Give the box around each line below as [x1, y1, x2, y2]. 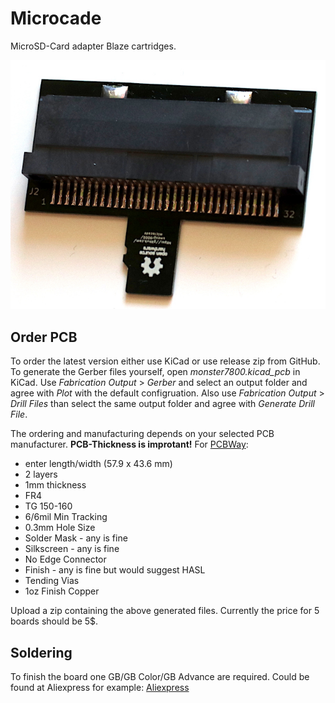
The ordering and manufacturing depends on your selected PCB [10, 428, 275, 440]
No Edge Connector [24, 553, 107, 566]
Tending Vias [24, 575, 80, 587]
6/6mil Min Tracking [24, 511, 108, 523]
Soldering [10, 644, 73, 661]
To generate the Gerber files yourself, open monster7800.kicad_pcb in [10, 366, 301, 378]
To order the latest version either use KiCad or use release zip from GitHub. [10, 355, 321, 367]
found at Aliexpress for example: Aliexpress [10, 682, 190, 694]
